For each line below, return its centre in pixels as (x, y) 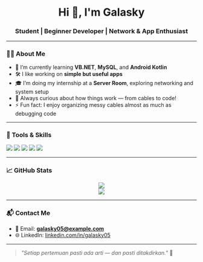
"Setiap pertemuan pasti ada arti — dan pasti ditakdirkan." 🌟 (97, 252)
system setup (32, 91)
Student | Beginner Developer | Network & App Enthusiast (101, 31)
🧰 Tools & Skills (29, 135)
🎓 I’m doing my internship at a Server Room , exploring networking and (104, 83)
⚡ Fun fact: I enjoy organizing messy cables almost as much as (93, 104)
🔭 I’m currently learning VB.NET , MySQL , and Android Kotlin (91, 67)
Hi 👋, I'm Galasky (101, 12)
